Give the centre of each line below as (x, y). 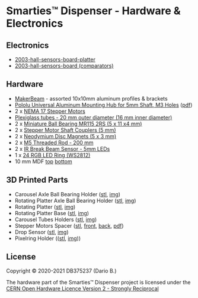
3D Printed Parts (37, 180)
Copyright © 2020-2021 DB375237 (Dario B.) (61, 271)
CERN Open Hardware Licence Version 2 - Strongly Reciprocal (82, 289)
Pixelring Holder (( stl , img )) (48, 238)
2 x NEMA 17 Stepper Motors (50, 111)
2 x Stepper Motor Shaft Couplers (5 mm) (65, 130)
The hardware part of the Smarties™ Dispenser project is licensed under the (98, 283)
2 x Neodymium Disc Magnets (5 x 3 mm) (66, 136)
